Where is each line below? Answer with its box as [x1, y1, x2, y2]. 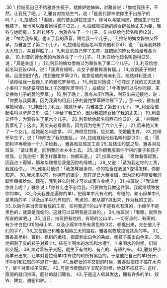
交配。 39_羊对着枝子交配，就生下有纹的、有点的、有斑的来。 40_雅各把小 [9, 246, 162, 252]
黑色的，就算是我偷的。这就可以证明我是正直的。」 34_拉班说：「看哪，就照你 [5, 209, 163, 215]
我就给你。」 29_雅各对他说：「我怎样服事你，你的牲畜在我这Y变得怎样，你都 [5, 166, 161, 171]
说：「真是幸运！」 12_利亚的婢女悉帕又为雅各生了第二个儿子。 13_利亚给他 [5, 60, 158, 66]
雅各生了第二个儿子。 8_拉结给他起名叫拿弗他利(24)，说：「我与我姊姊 [18, 42, 162, 47]
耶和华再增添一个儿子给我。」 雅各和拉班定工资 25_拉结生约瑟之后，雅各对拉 [5, 141, 161, 146]
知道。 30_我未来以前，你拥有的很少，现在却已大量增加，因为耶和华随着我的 [5, 172, 162, 178]
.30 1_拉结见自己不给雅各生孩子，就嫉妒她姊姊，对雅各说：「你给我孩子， [5, 4, 154, 10]
